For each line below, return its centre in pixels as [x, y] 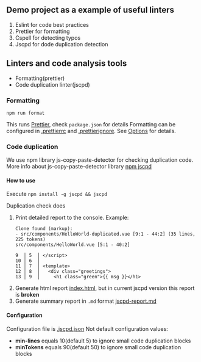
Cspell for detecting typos [48, 38]
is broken [27, 295]
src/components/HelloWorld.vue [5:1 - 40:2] [72, 245]
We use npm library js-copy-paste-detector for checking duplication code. [100, 160]
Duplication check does [36, 206]
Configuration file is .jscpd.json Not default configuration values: [87, 328]
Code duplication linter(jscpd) [52, 84]
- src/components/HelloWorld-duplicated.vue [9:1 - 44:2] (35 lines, [105, 234]
